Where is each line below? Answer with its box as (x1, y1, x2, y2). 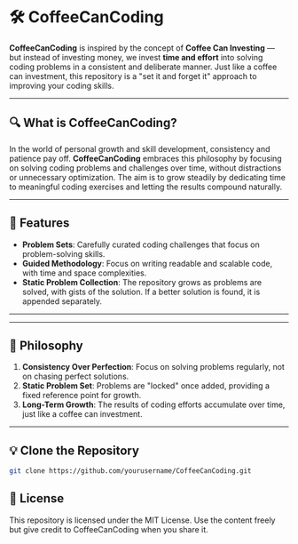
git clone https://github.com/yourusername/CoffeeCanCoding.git (9, 467, 252, 476)
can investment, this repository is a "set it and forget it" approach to (9, 70, 257, 81)
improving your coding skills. (9, 80, 114, 91)
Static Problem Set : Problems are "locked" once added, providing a (21, 380, 271, 391)
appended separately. (21, 295, 103, 307)
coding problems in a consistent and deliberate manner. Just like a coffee (9, 61, 278, 72)
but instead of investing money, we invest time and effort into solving (9, 52, 263, 62)
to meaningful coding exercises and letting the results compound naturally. (9, 181, 282, 192)
